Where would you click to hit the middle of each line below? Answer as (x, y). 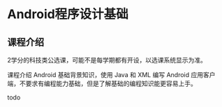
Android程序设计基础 (68, 14)
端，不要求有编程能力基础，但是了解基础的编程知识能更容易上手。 (102, 83)
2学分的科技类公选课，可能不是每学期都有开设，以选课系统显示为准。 (107, 60)
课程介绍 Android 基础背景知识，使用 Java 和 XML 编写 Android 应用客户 (111, 75)
